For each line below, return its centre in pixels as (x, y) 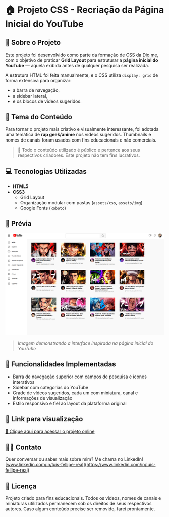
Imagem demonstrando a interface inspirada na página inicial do (86, 343)
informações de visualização (42, 398)
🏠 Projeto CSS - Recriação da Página (85, 10)
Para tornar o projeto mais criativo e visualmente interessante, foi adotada (82, 129)
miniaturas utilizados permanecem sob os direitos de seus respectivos (78, 504)
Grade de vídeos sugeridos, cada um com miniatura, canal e (75, 393)
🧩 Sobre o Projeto (33, 43)
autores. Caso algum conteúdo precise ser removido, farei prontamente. (80, 509)
